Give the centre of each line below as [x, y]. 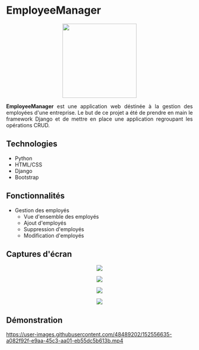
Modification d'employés [54, 235]
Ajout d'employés [45, 223]
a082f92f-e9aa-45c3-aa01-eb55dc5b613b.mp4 [65, 341]
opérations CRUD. [28, 125]
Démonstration [35, 320]
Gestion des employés [42, 210]
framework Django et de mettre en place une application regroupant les [99, 119]
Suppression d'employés [54, 229]
